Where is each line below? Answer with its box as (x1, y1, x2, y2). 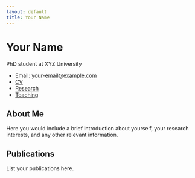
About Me (6, 109, 44, 119)
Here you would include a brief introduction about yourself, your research (6, 125, 189, 132)
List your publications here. (6, 165, 74, 172)
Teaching (14, 91, 39, 98)
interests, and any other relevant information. (6, 131, 118, 139)
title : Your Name (6, 14, 50, 21)
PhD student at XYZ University (6, 60, 82, 68)
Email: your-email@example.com (14, 72, 97, 79)
